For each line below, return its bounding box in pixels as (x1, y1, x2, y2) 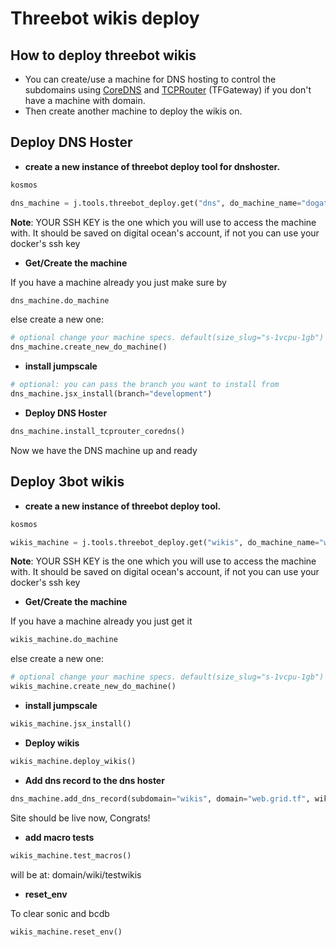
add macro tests (24, 831, 95, 843)
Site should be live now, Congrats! (10, 812, 151, 824)
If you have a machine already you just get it (10, 615, 193, 627)
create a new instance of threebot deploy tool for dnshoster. (24, 160, 281, 172)
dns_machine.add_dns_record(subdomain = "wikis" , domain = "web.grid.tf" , (10, 793, 311, 804)
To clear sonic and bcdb (10, 907, 110, 919)
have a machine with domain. (24, 95, 146, 106)
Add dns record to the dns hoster (24, 774, 165, 786)
